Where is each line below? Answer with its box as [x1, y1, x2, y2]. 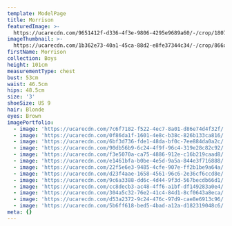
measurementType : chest [7, 68, 76, 74]
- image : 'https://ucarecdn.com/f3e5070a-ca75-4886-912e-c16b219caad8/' [13, 151, 227, 158]
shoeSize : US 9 [7, 100, 51, 107]
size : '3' [7, 94, 36, 101]
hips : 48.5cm [7, 87, 45, 94]
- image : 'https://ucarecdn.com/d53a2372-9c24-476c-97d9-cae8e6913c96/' [13, 196, 227, 203]
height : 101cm [7, 61, 48, 68]
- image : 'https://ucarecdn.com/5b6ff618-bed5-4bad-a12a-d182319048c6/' [13, 203, 227, 209]
